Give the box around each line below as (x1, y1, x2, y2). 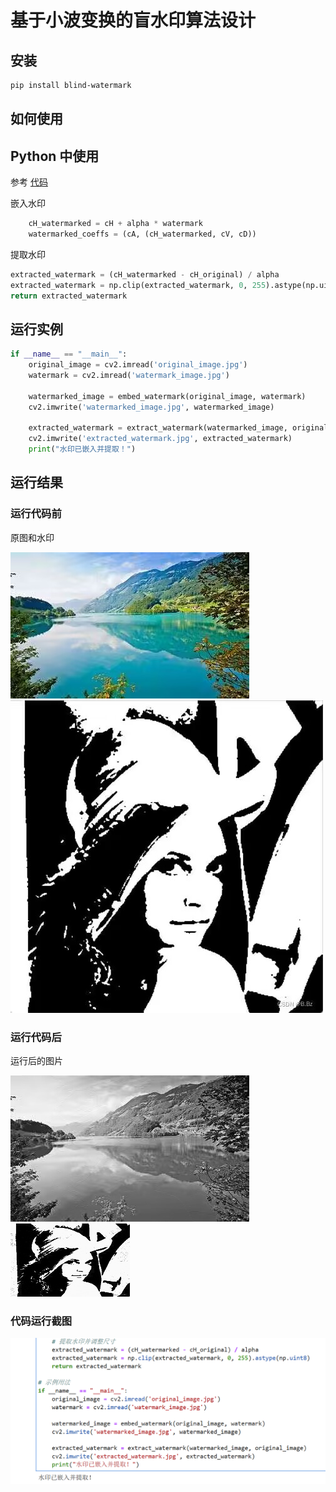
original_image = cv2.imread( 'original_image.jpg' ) (28, 360, 248, 370)
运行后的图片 (10, 1055, 63, 1066)
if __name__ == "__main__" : (10, 349, 128, 360)
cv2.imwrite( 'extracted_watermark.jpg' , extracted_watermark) (28, 434, 293, 444)
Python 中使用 (10, 147, 100, 165)
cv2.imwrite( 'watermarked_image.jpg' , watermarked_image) (28, 402, 275, 412)
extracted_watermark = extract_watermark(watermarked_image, (28, 423, 288, 433)
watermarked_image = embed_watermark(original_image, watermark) (28, 391, 307, 401)
